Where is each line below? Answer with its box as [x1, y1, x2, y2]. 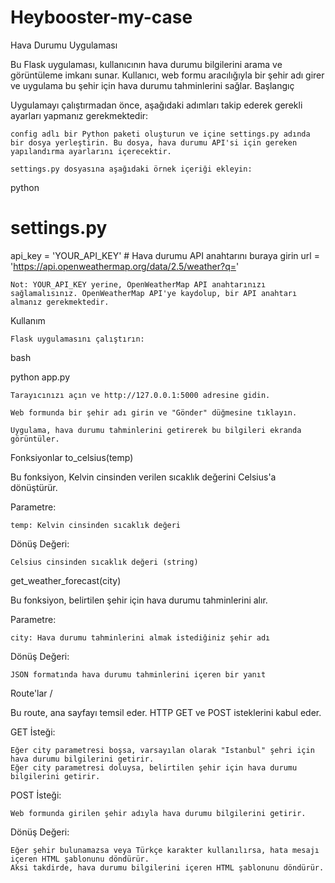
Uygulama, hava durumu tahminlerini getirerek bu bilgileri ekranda [10, 425, 302, 435]
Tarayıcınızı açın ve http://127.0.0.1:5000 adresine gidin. [10, 390, 271, 400]
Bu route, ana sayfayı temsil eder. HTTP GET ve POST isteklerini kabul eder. [10, 706, 322, 718]
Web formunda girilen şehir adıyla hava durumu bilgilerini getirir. [10, 808, 307, 818]
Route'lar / [10, 687, 53, 699]
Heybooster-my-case [10, 6, 193, 29]
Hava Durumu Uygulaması [10, 39, 118, 51]
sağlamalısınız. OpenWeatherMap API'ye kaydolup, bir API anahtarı [10, 288, 298, 298]
